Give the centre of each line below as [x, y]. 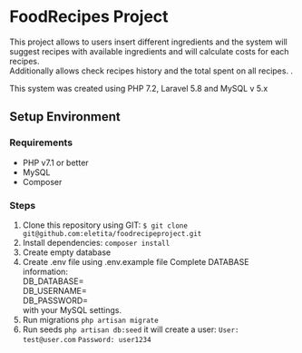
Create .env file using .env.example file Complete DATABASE [136, 261]
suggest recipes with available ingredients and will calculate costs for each [149, 51]
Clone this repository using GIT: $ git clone [105, 225]
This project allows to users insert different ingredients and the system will [148, 42]
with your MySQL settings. [72, 309]
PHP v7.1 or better [55, 162]
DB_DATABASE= [53, 281]
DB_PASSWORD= [55, 300]
